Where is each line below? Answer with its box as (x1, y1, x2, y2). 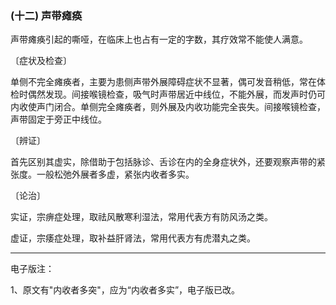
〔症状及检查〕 (10, 55, 72, 67)
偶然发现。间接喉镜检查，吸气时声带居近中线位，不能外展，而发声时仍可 (27, 88, 326, 101)
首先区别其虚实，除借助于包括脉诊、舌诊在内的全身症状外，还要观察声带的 (10, 156, 317, 168)
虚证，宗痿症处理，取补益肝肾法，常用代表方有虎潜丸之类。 (10, 232, 256, 244)
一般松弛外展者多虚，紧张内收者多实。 (36, 168, 195, 181)
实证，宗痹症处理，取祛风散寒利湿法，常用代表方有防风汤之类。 (10, 211, 273, 223)
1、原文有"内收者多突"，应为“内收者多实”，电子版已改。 (10, 284, 241, 296)
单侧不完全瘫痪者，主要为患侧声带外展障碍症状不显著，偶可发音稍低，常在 (10, 76, 317, 88)
